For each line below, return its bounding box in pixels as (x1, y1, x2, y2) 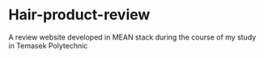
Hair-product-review (8, 6, 151, 24)
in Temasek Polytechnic (8, 40, 88, 50)
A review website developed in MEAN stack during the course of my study (8, 32, 257, 42)
